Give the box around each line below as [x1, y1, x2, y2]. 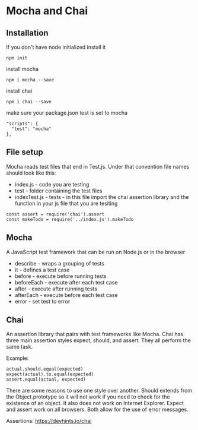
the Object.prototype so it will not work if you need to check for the [6, 393, 170, 400]
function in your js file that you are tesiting [14, 200, 118, 207]
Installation [6, 28, 49, 38]
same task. [6, 343, 33, 350]
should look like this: [6, 169, 56, 176]
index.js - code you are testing [14, 181, 90, 188]
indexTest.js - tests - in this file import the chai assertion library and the [14, 193, 189, 200]
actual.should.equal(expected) [6, 366, 84, 372]
